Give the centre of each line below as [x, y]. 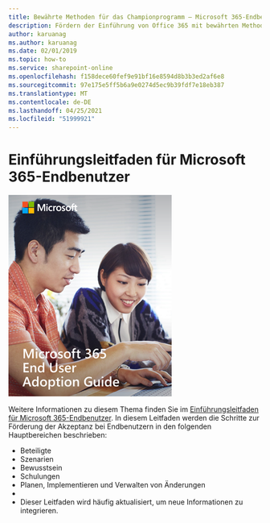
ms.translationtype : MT [48, 93]
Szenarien [37, 459]
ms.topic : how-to [37, 60]
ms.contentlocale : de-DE [50, 102]
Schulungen [40, 476]
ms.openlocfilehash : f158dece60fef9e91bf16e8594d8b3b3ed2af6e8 [117, 77]
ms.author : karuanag [43, 43]
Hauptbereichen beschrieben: [58, 435]
